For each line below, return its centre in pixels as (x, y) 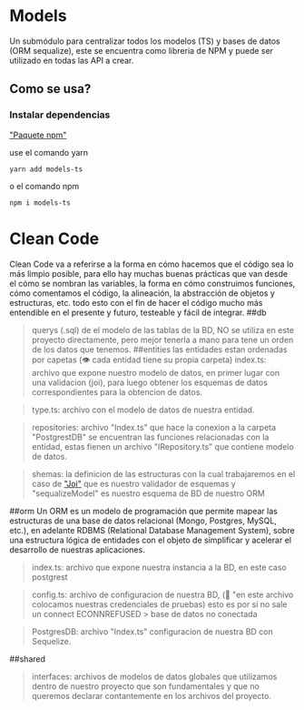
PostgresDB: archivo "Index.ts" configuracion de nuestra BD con (152, 631)
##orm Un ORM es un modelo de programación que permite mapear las (144, 511)
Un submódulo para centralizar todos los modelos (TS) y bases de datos (145, 41)
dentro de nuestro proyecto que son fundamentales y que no (146, 686)
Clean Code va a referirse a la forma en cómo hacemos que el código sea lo (152, 264)
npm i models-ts (40, 203)
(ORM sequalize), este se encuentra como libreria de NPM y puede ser (142, 50)
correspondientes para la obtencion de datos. (117, 391)
